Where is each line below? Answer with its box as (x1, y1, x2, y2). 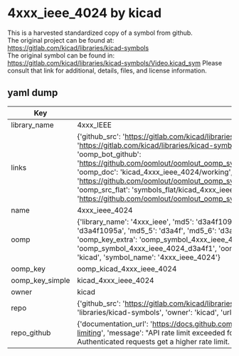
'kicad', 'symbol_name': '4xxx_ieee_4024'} (77, 252, 221, 262)
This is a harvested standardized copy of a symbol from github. (7, 28, 193, 37)
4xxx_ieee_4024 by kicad (7, 5, 162, 21)
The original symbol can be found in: (7, 51, 115, 60)
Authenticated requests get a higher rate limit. (77, 336, 230, 346)
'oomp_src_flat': (77, 185, 130, 195)
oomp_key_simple (11, 275, 70, 285)
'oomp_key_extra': (77, 234, 137, 244)
